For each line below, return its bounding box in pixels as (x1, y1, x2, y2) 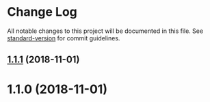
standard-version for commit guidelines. (7, 34, 120, 42)
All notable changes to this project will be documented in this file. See (7, 27, 204, 35)
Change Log (7, 4, 77, 20)
